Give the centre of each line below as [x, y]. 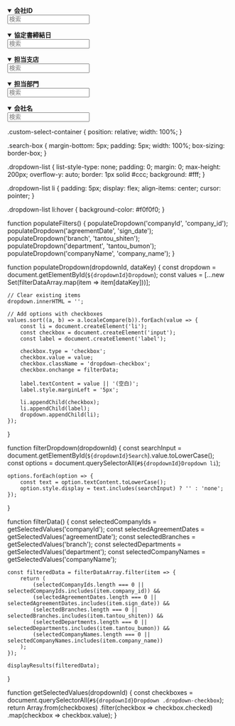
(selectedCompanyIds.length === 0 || [88, 585]
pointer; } [21, 196]
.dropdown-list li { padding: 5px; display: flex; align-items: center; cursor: [114, 188]
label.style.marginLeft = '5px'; [70, 390]
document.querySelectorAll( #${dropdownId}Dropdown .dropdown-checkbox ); [116, 700]
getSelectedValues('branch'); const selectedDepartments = [94, 544]
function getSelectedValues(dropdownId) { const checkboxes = [100, 693]
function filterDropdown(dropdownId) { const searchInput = [95, 448]
